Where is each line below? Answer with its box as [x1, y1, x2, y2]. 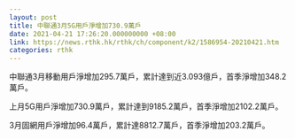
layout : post [9, 12, 58, 22]
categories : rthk [9, 46, 74, 55]
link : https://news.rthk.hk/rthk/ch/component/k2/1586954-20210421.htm [9, 37, 279, 47]
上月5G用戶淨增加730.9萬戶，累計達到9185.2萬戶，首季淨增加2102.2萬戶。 [9, 101, 283, 112]
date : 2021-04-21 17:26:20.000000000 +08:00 [9, 29, 176, 38]
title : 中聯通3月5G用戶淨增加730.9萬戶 [9, 21, 142, 30]
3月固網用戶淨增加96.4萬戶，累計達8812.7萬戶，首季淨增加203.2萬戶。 [9, 120, 270, 131]
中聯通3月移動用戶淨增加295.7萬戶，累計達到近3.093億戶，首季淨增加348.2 [9, 72, 287, 82]
